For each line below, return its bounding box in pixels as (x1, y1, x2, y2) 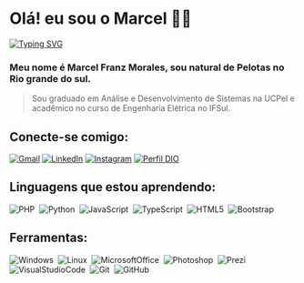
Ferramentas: (9, 230, 88, 246)
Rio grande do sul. (9, 72, 91, 85)
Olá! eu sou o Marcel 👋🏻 (9, 8, 193, 29)
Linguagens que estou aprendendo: (9, 179, 217, 195)
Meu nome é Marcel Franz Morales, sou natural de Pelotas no (9, 61, 285, 74)
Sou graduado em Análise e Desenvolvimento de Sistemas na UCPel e (31, 93, 296, 104)
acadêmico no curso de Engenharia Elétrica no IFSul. (31, 103, 230, 114)
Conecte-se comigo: (9, 129, 129, 145)
